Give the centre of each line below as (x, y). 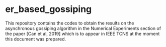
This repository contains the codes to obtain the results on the (70, 23)
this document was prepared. (36, 39)
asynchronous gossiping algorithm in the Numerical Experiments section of (83, 28)
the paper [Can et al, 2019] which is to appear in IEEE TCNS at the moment (82, 33)
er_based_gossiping (49, 9)
